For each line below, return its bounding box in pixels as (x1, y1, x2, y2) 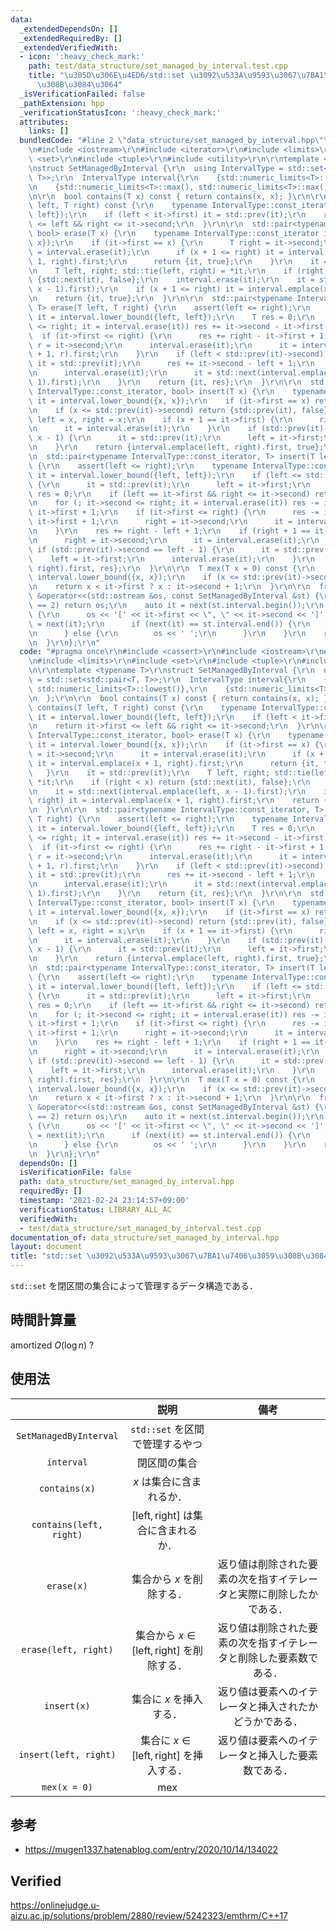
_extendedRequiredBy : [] (19, 33, 123, 43)
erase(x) (46, 1580, 88, 1591)
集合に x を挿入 (131, 1692, 203, 1706)
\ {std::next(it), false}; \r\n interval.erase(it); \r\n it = (28, 275, 315, 285)
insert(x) (44, 1700, 91, 1711)
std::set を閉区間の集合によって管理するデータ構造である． (10, 1280, 258, 1291)
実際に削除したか (238, 1587, 319, 1601)
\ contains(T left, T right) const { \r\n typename (28, 702, 257, 713)
